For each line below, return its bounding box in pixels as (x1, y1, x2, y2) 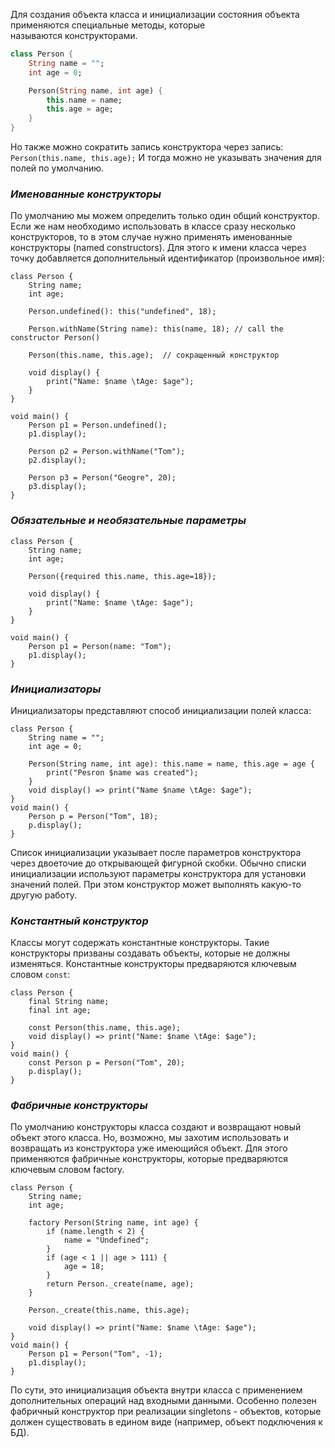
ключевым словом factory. (10, 1164, 125, 1176)
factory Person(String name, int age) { (28, 1218, 199, 1228)
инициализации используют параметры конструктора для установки (10, 867, 307, 879)
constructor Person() (10, 333, 101, 343)
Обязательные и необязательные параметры (10, 514, 247, 528)
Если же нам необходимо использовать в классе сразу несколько (10, 220, 296, 233)
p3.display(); (28, 482, 87, 492)
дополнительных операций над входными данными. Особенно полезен (10, 1395, 317, 1407)
